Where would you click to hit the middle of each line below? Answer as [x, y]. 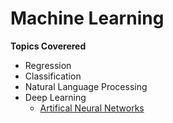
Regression [48, 65]
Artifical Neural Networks [92, 108]
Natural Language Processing [86, 86]
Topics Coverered [48, 46]
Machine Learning [87, 18]
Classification [53, 76]
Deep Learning [55, 97]
